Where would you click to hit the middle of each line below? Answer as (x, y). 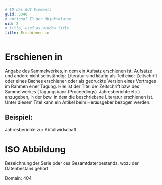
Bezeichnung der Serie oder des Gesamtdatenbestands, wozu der (72, 163)
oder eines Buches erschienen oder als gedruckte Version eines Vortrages (81, 81)
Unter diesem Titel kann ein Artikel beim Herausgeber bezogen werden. (78, 102)
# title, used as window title (37, 28)
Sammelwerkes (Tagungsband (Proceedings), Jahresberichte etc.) (73, 91)
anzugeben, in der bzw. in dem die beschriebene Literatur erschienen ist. (79, 97)
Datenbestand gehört (27, 168)
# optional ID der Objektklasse (38, 19)
